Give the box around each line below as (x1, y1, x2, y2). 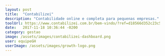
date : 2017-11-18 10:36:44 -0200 (5, 25, 78, 30)
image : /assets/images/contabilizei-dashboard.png (5, 35, 111, 39)
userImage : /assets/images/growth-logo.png (5, 43, 96, 48)
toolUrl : (5, 20, 23, 26)
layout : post (5, 7, 32, 12)
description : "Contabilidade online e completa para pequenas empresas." (5, 16, 160, 21)
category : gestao (5, 30, 41, 35)
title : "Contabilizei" (5, 12, 54, 17)
